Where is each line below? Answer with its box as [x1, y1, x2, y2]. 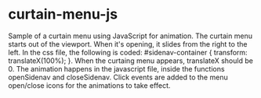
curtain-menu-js [8, 5, 118, 23]
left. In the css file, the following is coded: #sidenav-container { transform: [8, 47, 248, 57]
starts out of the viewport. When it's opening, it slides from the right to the [8, 39, 248, 48]
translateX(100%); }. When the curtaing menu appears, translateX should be [8, 56, 253, 65]
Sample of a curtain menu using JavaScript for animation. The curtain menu [8, 31, 253, 40]
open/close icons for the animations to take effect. [8, 80, 171, 90]
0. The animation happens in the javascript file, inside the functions [8, 64, 225, 73]
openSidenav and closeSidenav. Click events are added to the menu [8, 72, 229, 82]
